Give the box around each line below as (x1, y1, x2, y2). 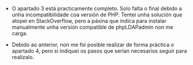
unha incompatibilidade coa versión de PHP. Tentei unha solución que (11, 11, 182, 18)
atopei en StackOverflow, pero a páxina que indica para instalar (11, 18, 167, 24)
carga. (11, 30, 28, 37)
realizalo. (11, 54, 34, 60)
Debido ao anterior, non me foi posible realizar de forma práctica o (11, 41, 175, 48)
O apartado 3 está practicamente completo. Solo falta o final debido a (11, 5, 182, 12)
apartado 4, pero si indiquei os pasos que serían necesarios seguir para (11, 47, 188, 54)
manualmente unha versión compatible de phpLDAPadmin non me (11, 23, 173, 30)
